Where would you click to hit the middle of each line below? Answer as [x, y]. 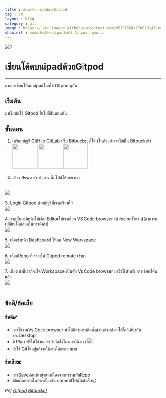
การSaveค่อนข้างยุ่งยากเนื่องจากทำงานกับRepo [51, 375]
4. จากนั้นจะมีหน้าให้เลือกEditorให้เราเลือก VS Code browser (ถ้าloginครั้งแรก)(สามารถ [81, 219]
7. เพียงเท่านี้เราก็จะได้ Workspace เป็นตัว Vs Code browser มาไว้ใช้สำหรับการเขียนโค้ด [81, 271]
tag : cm [14, 14]
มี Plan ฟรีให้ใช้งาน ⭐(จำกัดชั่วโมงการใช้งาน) [49, 342]
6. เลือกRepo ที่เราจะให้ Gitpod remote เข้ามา [45, 256]
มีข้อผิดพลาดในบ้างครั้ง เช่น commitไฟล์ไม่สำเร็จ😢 [55, 380]
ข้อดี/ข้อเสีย [19, 303]
